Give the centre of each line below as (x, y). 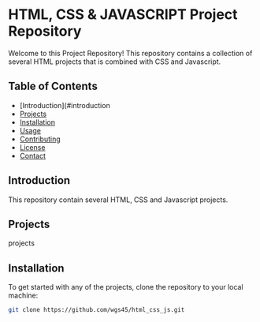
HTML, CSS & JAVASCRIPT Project (123, 15)
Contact (32, 155)
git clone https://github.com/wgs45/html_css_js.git (97, 310)
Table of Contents (53, 86)
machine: (23, 296)
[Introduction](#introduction (65, 105)
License (32, 147)
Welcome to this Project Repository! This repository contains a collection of (130, 53)
